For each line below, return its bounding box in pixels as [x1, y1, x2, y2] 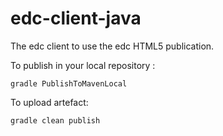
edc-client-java [10, 7, 142, 30]
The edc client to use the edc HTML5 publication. [10, 40, 215, 52]
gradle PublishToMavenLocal [10, 78, 128, 89]
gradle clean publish [10, 115, 101, 126]
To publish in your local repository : [10, 59, 156, 71]
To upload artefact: [10, 96, 89, 108]
